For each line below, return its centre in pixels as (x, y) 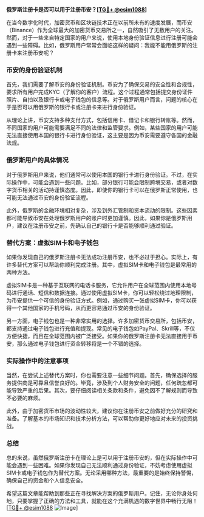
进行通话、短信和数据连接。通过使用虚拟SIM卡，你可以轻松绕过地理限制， (104, 293)
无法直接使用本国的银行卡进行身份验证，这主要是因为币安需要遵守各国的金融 (102, 135)
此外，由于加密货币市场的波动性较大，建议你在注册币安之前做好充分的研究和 (102, 411)
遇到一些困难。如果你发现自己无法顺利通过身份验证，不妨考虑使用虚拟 (104, 465)
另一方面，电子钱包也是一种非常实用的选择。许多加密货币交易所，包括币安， (102, 321)
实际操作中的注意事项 (37, 361)
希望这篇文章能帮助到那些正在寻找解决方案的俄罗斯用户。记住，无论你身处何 (102, 493)
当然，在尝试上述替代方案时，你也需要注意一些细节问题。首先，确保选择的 (99, 375)
